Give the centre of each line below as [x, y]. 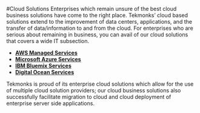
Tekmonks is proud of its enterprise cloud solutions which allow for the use [100, 84]
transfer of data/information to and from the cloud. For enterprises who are [100, 28]
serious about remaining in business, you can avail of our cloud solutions [97, 35]
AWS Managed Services [46, 53]
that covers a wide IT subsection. [48, 41]
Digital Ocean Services [45, 72]
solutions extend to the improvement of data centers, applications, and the [99, 22]
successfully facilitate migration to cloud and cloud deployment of [89, 97]
